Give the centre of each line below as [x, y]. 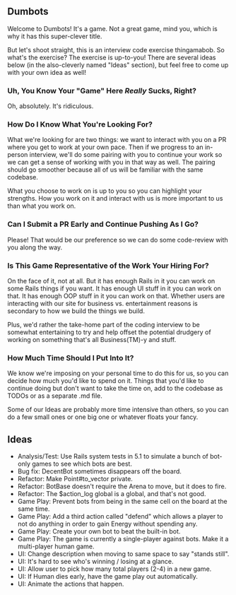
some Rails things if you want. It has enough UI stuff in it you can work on [114, 288]
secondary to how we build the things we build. [76, 311]
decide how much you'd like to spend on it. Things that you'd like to [106, 381]
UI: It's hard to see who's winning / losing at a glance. [95, 562]
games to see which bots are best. [82, 464]
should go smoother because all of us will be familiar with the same [105, 170]
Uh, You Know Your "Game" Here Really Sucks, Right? [102, 90]
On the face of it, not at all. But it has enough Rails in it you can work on [111, 281]
